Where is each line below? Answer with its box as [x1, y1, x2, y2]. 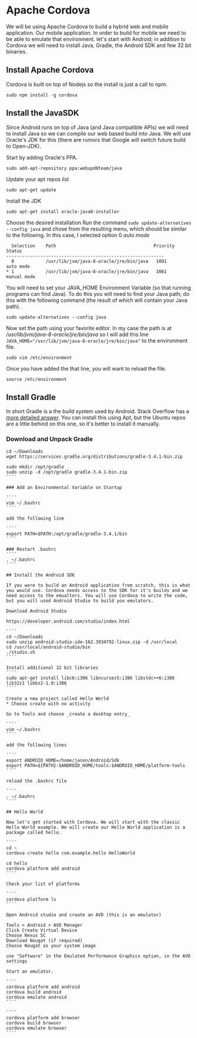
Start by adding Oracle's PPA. [6, 154, 78, 161]
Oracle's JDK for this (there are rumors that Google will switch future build [6, 136, 186, 143]
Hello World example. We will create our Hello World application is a [6, 824, 185, 830]
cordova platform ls [6, 896, 57, 902]
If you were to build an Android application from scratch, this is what [6, 582, 191, 588]
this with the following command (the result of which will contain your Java [6, 297, 188, 304]
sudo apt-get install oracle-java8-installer [6, 208, 119, 215]
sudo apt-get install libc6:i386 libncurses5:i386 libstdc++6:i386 [6, 675, 175, 681]
